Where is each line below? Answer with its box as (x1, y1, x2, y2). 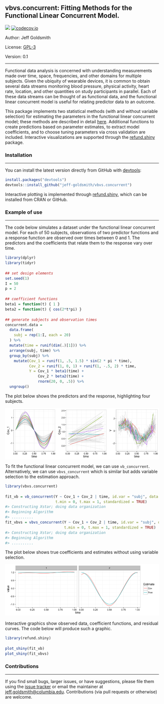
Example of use (5, 209, 42, 216)
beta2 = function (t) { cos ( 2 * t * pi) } (5, 307, 82, 312)
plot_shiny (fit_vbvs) (5, 651, 49, 657)
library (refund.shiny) (5, 636, 51, 641)
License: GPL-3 (5, 44, 36, 50)
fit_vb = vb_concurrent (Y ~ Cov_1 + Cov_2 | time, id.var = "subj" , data (5, 494, 159, 499)
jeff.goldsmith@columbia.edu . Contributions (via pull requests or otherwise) (5, 689, 158, 695)
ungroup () (9, 384, 29, 389)
